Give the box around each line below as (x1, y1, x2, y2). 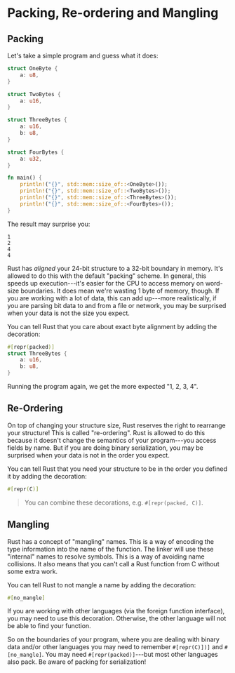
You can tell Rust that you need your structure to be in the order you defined (7, 465, 228, 473)
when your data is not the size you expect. (7, 309, 130, 317)
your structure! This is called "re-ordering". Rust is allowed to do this (7, 428, 206, 437)
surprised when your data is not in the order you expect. (7, 451, 170, 459)
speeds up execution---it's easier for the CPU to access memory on (7, 279, 204, 287)
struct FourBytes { (7, 149, 65, 156)
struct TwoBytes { (7, 91, 61, 98)
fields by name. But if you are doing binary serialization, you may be (7, 444, 203, 452)
